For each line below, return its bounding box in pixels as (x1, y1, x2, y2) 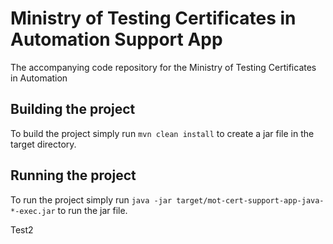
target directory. (10, 138, 77, 150)
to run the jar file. (57, 204, 128, 216)
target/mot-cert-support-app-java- (176, 195, 325, 206)
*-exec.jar (10, 206, 56, 216)
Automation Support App (10, 28, 223, 51)
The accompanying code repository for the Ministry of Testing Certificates (10, 61, 317, 73)
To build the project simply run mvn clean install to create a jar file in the (10, 127, 315, 139)
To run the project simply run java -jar (10, 193, 173, 206)
